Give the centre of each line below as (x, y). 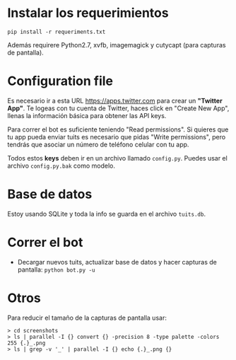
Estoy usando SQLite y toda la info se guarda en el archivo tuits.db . (107, 214)
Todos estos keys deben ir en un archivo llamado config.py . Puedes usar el (117, 158)
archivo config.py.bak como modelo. (61, 166)
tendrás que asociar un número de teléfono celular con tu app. (98, 144)
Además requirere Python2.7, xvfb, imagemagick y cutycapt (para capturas (117, 45)
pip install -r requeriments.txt (57, 32)
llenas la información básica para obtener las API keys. (87, 115)
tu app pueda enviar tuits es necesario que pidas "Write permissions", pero (117, 137)
